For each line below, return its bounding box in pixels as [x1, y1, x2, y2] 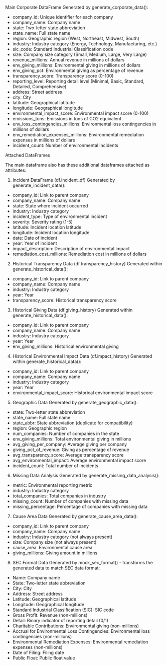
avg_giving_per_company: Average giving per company [12, 441, 127, 447]
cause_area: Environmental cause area [12, 545, 93, 550]
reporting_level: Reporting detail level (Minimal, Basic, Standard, [12, 78, 144, 84]
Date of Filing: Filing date [12, 649, 64, 655]
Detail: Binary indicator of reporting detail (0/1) [12, 618, 109, 623]
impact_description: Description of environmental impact [12, 246, 130, 251]
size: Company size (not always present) [12, 539, 97, 545]
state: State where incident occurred [12, 203, 88, 208]
